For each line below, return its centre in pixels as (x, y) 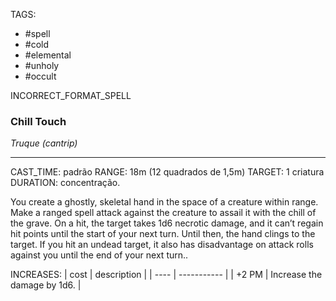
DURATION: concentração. (65, 183)
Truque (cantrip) (44, 143)
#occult (40, 76)
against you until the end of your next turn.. (99, 255)
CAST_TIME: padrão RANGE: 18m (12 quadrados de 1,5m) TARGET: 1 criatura (167, 172)
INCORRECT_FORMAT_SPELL (71, 95)
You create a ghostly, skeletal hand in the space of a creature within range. (164, 202)
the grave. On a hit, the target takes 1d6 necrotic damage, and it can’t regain (167, 223)
